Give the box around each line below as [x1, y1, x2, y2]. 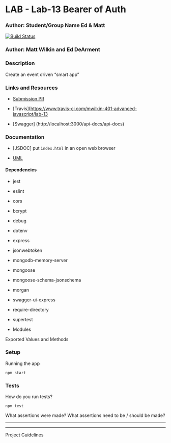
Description [5, 60, 35, 67]
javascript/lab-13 [12, 111, 48, 117]
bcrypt [12, 207, 27, 214]
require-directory [12, 306, 49, 312]
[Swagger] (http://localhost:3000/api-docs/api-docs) [12, 121, 125, 127]
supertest [12, 316, 33, 322]
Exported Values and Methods [5, 336, 69, 342]
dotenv [12, 227, 28, 233]
